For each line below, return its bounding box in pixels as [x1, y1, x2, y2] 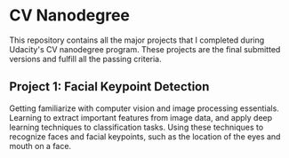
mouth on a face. [9, 140, 72, 151]
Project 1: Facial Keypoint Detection [9, 79, 210, 94]
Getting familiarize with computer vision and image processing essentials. [9, 103, 280, 114]
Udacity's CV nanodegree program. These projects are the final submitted [9, 43, 281, 54]
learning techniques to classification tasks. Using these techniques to [9, 122, 264, 132]
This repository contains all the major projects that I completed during [9, 35, 265, 45]
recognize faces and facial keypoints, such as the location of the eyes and [9, 130, 281, 142]
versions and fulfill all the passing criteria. [9, 53, 162, 64]
